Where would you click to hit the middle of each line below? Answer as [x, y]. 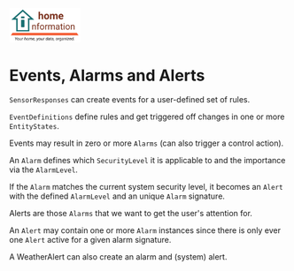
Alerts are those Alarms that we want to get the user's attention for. [131, 214]
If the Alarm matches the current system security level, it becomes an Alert [146, 187]
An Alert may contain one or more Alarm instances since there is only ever [145, 230]
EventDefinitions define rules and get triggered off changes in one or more [147, 117]
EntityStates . [34, 126]
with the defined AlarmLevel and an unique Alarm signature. [117, 196]
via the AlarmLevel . [43, 169]
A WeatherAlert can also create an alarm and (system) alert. [118, 257]
